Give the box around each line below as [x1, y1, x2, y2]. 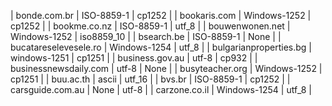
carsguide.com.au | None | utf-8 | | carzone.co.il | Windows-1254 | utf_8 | [10, 84, 312, 95]
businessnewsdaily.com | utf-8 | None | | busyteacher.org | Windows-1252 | [10, 63, 323, 74]
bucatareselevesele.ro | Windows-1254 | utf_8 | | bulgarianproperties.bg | [10, 41, 313, 53]
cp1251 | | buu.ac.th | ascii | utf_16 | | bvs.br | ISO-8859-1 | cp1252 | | [10, 73, 291, 85]
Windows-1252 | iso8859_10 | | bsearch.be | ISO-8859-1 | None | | [10, 31, 282, 42]
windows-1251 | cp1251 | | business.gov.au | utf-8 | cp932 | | [10, 52, 258, 64]
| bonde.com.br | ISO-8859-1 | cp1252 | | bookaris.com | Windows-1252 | [10, 10, 312, 21]
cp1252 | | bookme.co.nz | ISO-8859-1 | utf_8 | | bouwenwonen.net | [10, 20, 291, 32]
